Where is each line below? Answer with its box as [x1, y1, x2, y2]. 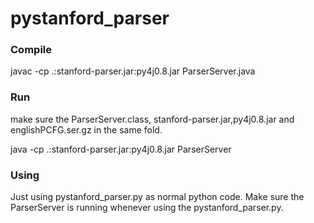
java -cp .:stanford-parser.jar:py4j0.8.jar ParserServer [10, 143, 232, 155]
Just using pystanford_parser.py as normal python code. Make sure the [10, 191, 305, 203]
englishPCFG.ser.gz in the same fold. [10, 123, 163, 136]
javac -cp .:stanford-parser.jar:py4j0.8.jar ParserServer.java [10, 65, 256, 77]
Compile [10, 43, 52, 57]
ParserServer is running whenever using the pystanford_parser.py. [10, 202, 284, 214]
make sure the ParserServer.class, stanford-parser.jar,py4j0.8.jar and [10, 113, 295, 125]
